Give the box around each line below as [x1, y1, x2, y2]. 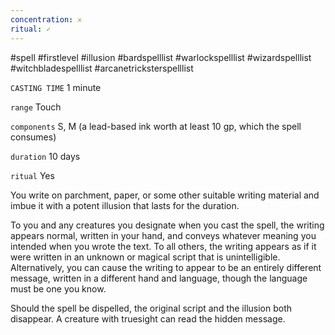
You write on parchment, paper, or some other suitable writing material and [10, 189, 320, 201]
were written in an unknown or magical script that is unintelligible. [10, 251, 281, 263]
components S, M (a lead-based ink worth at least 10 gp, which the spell [10, 120, 302, 132]
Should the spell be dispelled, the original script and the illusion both [10, 302, 293, 314]
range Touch [10, 101, 62, 113]
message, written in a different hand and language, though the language [10, 272, 308, 284]
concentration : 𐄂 [10, 14, 82, 25]
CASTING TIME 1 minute [10, 81, 102, 93]
